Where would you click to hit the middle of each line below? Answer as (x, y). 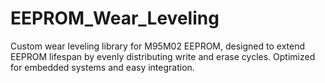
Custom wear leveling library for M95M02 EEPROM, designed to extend (157, 46)
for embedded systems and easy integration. (102, 67)
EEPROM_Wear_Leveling (115, 18)
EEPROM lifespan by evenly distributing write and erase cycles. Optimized (163, 56)
